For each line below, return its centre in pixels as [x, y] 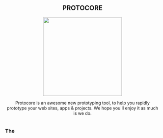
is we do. [82, 113]
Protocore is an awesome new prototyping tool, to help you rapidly [82, 103]
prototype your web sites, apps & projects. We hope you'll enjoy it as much [82, 108]
